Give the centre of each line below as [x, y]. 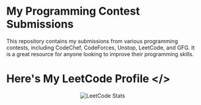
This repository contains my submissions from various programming [92, 41]
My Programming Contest [73, 11]
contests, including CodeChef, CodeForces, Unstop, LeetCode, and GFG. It [100, 48]
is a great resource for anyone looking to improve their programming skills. [100, 54]
